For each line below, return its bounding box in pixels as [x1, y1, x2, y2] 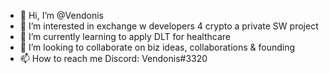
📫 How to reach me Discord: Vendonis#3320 [19, 53, 208, 64]
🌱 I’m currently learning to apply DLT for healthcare [19, 31, 231, 42]
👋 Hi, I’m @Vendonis [19, 10, 104, 21]
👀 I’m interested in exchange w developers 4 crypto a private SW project [19, 20, 319, 32]
